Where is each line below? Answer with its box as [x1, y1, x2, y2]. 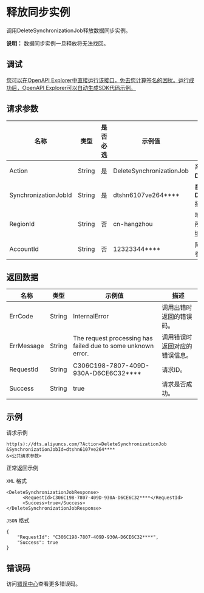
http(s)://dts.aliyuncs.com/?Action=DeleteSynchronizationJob [6, 441, 167, 447]
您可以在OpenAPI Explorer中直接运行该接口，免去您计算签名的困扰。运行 [6, 77, 189, 84]
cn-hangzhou [113, 219, 153, 228]
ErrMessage [9, 341, 44, 350]
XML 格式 [6, 478, 27, 485]
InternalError [72, 312, 109, 321]
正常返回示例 [6, 464, 38, 471]
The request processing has [72, 334, 153, 343]
